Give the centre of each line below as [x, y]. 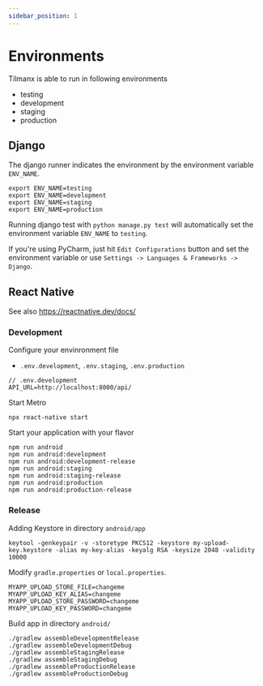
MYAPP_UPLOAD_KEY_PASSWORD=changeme [70, 608]
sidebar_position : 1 [43, 16]
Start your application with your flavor [71, 433]
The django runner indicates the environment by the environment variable [131, 165]
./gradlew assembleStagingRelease [67, 652]
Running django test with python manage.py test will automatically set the [131, 225]
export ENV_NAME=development [57, 195]
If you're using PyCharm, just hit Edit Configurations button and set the [129, 249]
